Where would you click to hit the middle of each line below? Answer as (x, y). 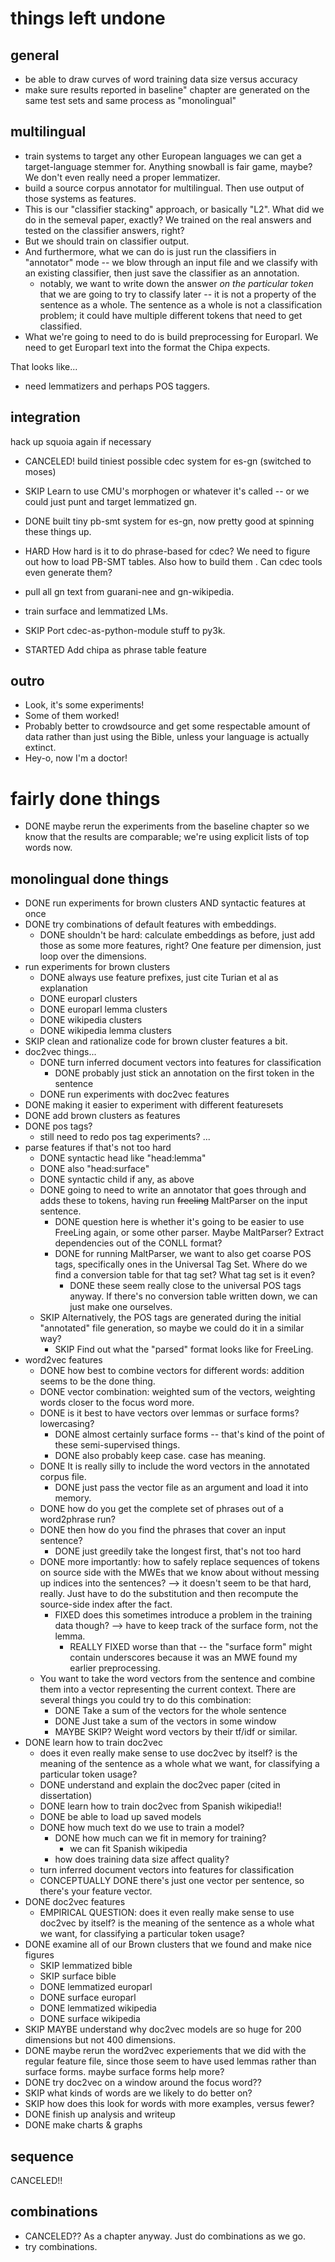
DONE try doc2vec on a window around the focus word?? (143, 2083)
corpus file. (63, 1477)
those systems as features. (80, 198)
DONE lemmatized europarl (96, 1987)
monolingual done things (89, 878)
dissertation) (66, 1796)
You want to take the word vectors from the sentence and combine (177, 1679)
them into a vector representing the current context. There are (168, 1689)
